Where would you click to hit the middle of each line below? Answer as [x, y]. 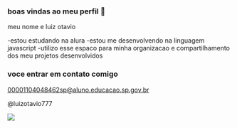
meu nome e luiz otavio [42, 27]
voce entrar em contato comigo [63, 74]
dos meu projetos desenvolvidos [55, 55]
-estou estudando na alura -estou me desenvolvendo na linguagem [106, 41]
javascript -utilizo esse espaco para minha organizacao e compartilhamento [118, 48]
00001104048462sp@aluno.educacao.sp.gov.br [78, 90]
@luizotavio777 [30, 103]
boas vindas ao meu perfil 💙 [56, 11]
